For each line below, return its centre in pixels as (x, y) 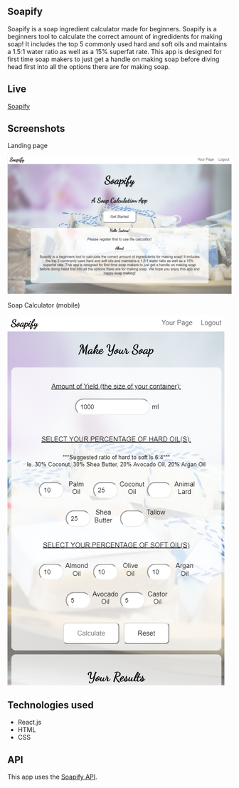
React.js (30, 723)
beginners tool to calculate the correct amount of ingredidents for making (115, 36)
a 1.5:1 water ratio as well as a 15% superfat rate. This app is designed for (115, 51)
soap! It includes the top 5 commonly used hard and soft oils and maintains (117, 44)
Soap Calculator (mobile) (44, 305)
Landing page (28, 146)
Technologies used (51, 705)
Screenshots (36, 128)
